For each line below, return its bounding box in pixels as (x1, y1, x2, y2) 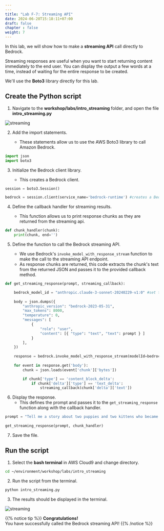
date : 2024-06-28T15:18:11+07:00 (5, 16, 73, 21)
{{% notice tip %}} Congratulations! (5, 515, 79, 521)
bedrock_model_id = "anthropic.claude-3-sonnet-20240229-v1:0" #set (14, 290, 156, 295)
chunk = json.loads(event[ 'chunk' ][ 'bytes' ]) (22, 367, 117, 373)
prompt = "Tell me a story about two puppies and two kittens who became (5, 414, 159, 419)
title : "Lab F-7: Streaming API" (5, 12, 73, 17)
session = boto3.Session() (5, 186, 60, 191)
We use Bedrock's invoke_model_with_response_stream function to (19, 251, 153, 257)
